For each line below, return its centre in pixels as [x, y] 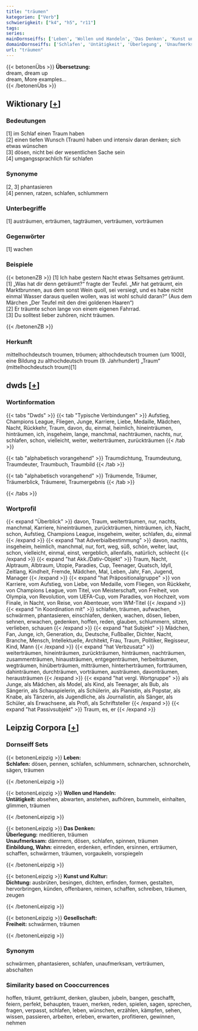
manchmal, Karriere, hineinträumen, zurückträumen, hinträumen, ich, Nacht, [98, 528]
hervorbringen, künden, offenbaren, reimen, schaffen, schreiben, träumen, [97, 888]
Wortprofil [21, 509]
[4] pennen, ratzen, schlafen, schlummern [57, 193]
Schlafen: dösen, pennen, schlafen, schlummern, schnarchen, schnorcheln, [98, 763]
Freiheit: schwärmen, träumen [43, 924]
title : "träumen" [27, 11]
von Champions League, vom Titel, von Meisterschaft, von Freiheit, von [93, 590]
